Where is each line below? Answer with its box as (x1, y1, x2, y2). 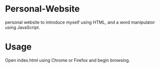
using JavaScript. (5, 24, 40, 30)
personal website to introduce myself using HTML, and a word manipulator (5, 19, 155, 25)
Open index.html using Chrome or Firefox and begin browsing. (5, 57, 130, 63)
